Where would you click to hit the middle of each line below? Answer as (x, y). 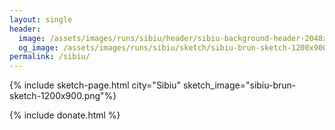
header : (25, 29)
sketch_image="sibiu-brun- (239, 85)
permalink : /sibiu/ (50, 57)
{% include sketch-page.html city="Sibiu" (95, 85)
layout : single (41, 19)
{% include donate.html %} (65, 115)
